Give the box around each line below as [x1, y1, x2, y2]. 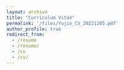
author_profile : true [6, 26, 62, 32]
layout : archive [6, 9, 48, 15]
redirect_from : [6, 32, 45, 38]
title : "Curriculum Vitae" [6, 15, 75, 21]
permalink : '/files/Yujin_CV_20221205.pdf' [6, 20, 119, 26]
